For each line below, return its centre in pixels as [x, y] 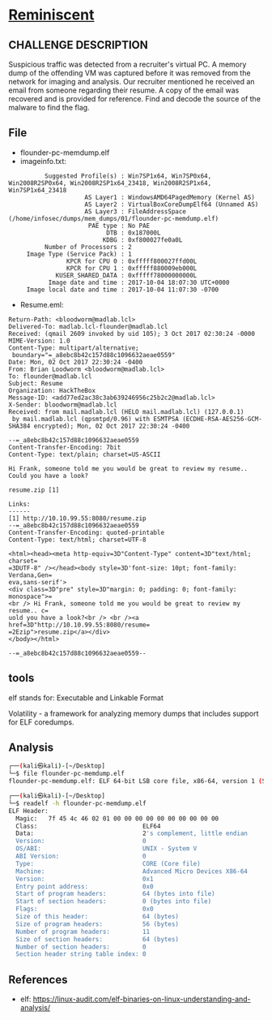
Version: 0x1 [85, 879]
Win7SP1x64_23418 [38, 190]
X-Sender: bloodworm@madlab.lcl [63, 405]
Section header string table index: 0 [81, 954]
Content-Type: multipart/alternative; [74, 348]
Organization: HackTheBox [52, 390]
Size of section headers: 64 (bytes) [98, 939]
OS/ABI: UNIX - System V [106, 849]
